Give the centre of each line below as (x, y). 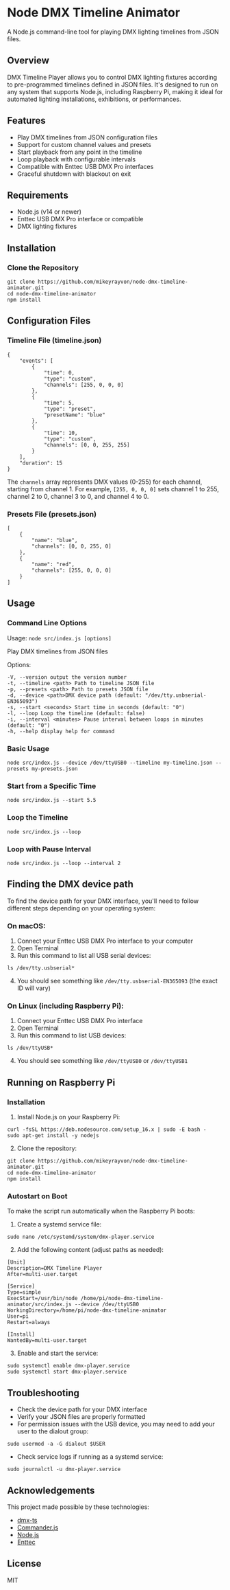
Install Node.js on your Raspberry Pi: (68, 1117)
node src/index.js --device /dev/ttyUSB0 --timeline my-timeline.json (110, 763)
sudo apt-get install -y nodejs (53, 1136)
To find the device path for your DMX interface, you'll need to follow (103, 901)
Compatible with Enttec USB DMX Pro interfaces (85, 166)
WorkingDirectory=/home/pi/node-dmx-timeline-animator (87, 1310)
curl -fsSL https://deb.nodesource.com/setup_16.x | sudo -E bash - (107, 1130)
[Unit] (16, 1262)
